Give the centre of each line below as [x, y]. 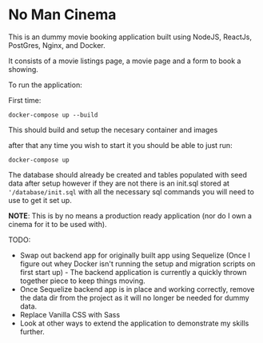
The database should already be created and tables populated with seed [128, 174]
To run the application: [45, 85]
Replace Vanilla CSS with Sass [70, 314]
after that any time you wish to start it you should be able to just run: [121, 145]
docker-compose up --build [53, 115]
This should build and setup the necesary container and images [113, 130]
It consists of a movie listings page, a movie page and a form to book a [125, 61]
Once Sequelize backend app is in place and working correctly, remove [137, 289]
